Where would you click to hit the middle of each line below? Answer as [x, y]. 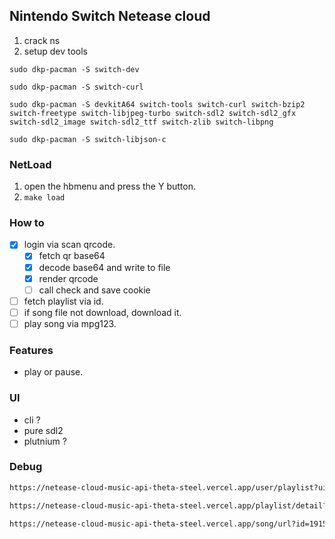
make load [44, 198]
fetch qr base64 [72, 256]
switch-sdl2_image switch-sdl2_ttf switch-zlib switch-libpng [141, 122]
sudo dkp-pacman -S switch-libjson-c [88, 139]
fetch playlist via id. [63, 301]
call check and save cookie [94, 290]
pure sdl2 [43, 430]
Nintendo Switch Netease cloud [110, 16]
